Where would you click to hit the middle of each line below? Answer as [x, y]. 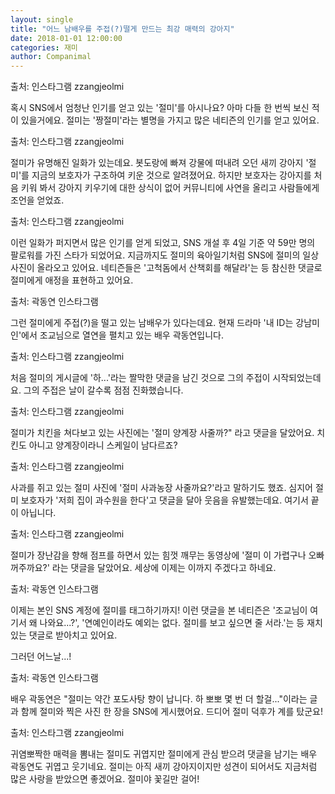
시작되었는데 [297, 378]
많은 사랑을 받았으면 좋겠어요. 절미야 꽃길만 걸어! [105, 779]
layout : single [42, 19]
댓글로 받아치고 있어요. [73, 635]
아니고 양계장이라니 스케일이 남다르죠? [103, 445]
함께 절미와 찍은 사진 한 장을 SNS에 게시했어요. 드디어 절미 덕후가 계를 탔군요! [171, 712]
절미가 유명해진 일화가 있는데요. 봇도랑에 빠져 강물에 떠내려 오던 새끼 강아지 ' [159, 163]
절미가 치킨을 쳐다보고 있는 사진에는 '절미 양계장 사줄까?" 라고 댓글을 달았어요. [162, 433]
